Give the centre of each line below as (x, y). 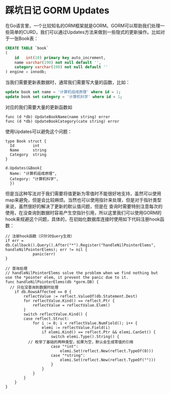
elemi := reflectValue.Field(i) (76, 327)
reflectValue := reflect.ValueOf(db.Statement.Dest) (81, 296)
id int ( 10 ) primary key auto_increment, (60, 58)
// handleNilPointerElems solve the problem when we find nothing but (82, 273)
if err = (15, 240)
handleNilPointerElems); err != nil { (46, 249)
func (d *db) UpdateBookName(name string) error (58, 117)
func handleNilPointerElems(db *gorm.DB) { (52, 282)
